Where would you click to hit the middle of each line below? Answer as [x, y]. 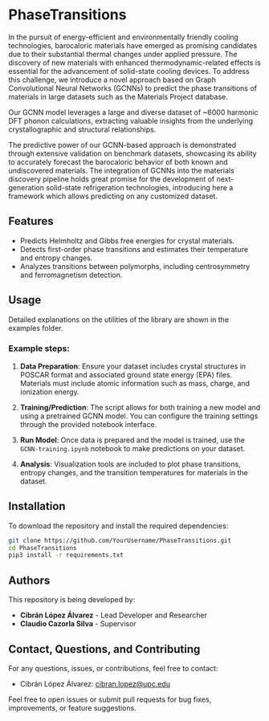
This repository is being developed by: [72, 600]
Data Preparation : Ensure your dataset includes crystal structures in [133, 366]
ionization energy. [49, 392]
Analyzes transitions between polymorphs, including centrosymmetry [135, 266]
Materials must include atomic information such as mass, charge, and [135, 383]
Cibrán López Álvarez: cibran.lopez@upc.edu [95, 683]
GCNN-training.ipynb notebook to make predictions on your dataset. [132, 448]
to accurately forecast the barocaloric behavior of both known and [118, 161]
